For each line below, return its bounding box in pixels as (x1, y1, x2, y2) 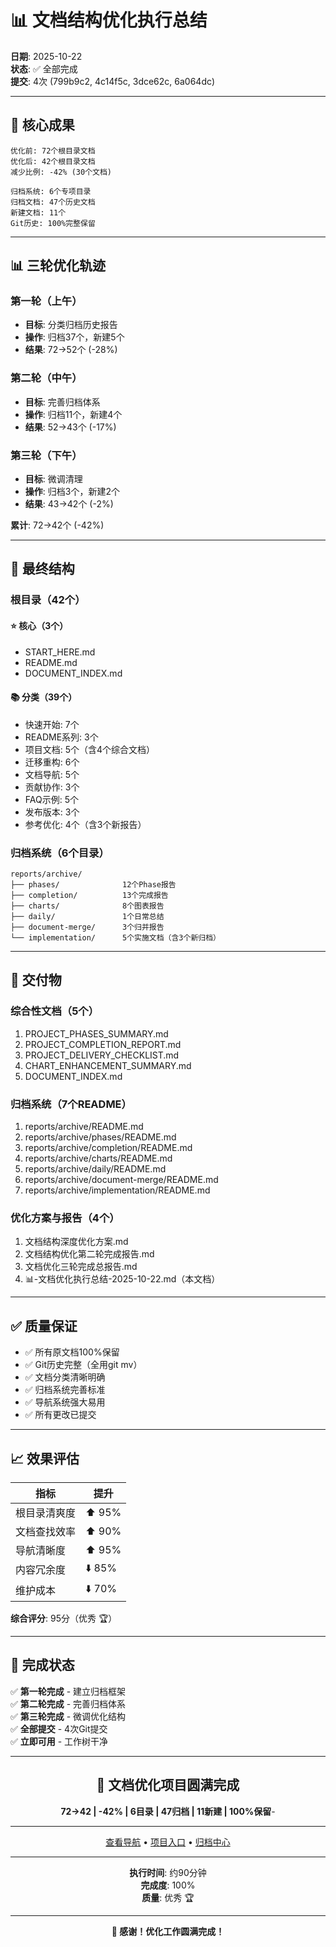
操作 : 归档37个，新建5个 (24, 331, 125, 343)
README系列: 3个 (24, 731, 99, 743)
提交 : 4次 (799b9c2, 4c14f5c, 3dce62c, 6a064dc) (10, 75, 216, 87)
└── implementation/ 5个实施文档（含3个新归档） (10, 933, 221, 943)
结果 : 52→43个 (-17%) (24, 421, 117, 433)
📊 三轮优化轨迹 (10, 257, 107, 275)
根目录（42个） (10, 593, 86, 607)
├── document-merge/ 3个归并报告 (10, 922, 165, 933)
